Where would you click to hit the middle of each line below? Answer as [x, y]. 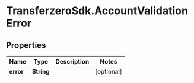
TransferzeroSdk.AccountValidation [97, 11]
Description [72, 62]
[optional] [109, 72]
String [41, 72]
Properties [26, 45]
